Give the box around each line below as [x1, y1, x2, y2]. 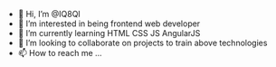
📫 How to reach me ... [17, 48, 102, 58]
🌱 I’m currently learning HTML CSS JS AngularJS [17, 28, 201, 38]
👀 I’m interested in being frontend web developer [17, 18, 201, 29]
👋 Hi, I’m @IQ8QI [17, 9, 81, 19]
